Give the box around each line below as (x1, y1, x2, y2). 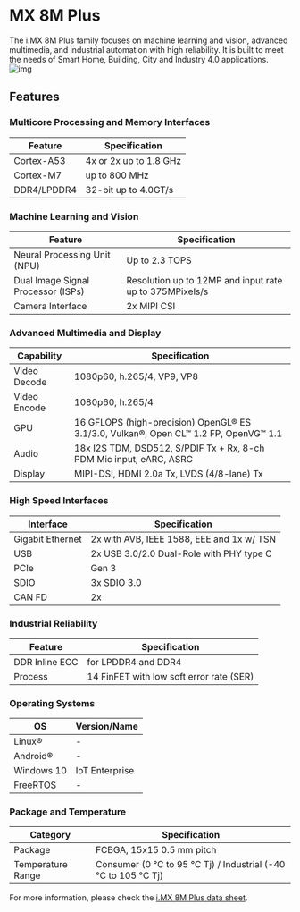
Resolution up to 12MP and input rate (126, 274, 283, 286)
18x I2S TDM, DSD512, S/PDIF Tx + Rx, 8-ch (74, 442, 265, 454)
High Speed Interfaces (9, 494, 109, 507)
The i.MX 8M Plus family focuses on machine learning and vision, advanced (9, 35, 288, 46)
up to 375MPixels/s (126, 285, 209, 298)
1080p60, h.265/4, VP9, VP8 (74, 370, 199, 383)
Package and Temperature (9, 806, 127, 818)
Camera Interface (13, 300, 87, 312)
